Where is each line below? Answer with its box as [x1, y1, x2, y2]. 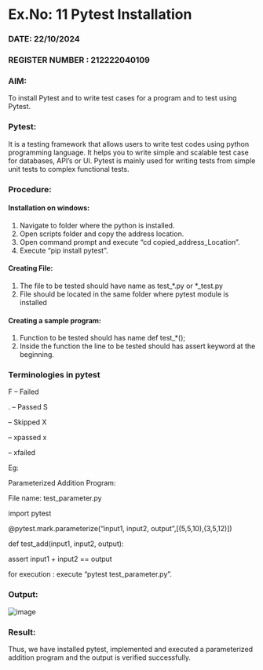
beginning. [19, 350, 55, 359]
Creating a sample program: [8, 315, 102, 325]
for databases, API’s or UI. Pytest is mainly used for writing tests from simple [8, 155, 256, 166]
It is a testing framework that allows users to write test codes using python [8, 139, 250, 148]
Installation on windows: [8, 203, 90, 213]
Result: [8, 626, 36, 637]
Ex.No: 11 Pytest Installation [8, 5, 192, 24]
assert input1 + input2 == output [8, 555, 112, 564]
